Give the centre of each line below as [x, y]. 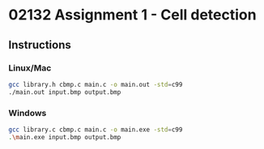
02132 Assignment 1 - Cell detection [132, 15]
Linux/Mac [30, 68]
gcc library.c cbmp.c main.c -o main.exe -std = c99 [96, 130]
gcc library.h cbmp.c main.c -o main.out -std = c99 [96, 84]
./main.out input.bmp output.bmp [65, 92]
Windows [28, 113]
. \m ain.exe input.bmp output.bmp [65, 137]
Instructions [40, 45]
